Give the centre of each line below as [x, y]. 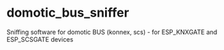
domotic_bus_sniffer [68, 13]
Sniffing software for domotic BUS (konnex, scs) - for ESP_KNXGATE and [112, 32]
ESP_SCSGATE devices [40, 39]
